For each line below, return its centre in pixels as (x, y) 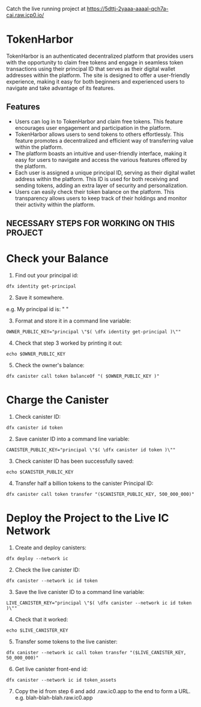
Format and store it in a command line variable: (73, 321)
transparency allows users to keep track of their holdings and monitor (101, 198)
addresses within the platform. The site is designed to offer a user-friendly (98, 75)
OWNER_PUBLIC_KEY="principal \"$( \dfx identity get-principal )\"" (94, 332)
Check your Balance (58, 259)
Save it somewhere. (39, 298)
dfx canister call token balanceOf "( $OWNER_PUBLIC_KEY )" (83, 376)
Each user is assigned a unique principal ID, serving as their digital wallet (105, 172)
